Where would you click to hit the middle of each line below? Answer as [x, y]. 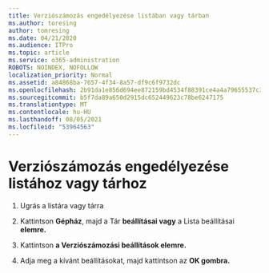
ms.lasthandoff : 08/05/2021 [55, 120]
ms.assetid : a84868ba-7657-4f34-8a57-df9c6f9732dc [94, 82]
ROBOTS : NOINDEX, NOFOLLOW [53, 68]
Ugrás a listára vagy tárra [62, 205]
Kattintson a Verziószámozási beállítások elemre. [103, 245]
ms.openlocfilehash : [43, 90]
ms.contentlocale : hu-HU [50, 113]
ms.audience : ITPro [41, 45]
